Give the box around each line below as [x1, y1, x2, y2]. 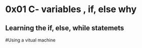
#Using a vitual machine [5, 37, 56, 43]
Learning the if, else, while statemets [5, 24, 124, 32]
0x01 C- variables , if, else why [5, 4, 137, 15]
